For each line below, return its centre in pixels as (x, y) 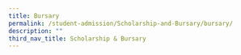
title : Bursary (34, 16)
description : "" (36, 31)
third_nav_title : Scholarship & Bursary (78, 38)
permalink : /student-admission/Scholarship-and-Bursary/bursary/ (120, 23)
